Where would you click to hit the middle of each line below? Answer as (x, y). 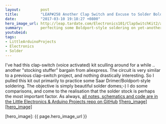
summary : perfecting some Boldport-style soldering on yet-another (84, 28)
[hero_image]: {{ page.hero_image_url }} (46, 116)
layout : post (27, 10)
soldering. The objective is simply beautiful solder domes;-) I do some (76, 86)
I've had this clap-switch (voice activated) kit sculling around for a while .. (80, 65)
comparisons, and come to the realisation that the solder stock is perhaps (80, 91)
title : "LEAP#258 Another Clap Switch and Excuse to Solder (78, 14)
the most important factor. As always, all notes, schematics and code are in (82, 96)
